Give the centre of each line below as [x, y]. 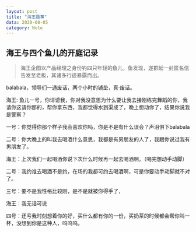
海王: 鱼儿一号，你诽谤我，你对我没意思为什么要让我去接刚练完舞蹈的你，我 [97, 100]
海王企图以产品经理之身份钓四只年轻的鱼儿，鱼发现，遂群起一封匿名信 [105, 68]
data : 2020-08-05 [27, 22]
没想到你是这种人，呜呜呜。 [49, 223]
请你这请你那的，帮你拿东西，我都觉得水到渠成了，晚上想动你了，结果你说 [95, 107]
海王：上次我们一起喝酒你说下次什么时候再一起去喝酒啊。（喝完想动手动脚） [97, 159]
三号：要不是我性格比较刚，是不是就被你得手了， [65, 191]
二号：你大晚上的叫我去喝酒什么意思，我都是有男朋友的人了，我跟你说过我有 [98, 139]
